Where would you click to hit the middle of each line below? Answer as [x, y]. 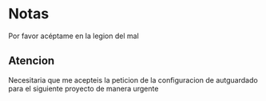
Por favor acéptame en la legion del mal [74, 36]
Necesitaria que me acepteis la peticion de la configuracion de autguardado [133, 80]
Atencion [32, 61]
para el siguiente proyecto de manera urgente [83, 88]
